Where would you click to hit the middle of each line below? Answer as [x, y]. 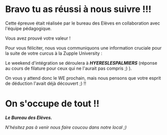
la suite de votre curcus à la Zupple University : [54, 53]
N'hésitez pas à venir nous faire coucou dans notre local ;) [66, 127]
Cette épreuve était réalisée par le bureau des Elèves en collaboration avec [83, 23]
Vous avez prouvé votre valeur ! [38, 38]
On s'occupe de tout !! [52, 104]
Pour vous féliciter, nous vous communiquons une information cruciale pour [83, 48]
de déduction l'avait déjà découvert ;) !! [46, 83]
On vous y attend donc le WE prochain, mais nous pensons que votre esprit [83, 78]
